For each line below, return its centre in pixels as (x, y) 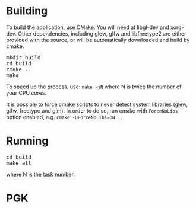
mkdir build (23, 57)
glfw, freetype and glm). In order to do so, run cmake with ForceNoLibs (92, 110)
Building (27, 11)
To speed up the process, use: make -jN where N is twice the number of (94, 87)
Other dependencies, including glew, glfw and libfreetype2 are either (102, 33)
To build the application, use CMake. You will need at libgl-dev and (88, 27)
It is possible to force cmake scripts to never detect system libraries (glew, (97, 104)
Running (27, 141)
